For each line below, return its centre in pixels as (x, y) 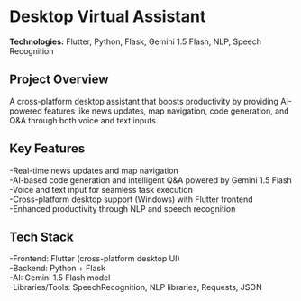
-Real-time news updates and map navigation (94, 170)
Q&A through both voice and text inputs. (84, 120)
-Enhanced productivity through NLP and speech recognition (123, 208)
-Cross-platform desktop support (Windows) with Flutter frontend (132, 199)
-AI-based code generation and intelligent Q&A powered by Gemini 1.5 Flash (151, 180)
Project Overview (59, 80)
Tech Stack (41, 237)
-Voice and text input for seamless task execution (101, 189)
